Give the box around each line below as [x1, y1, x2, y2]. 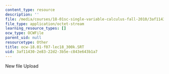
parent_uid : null [5, 35, 42, 40]
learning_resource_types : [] [5, 26, 66, 31]
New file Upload [5, 63, 39, 69]
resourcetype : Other [5, 40, 49, 45]
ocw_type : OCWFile [5, 30, 44, 35]
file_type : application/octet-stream [5, 21, 84, 26]
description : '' [5, 12, 39, 17]
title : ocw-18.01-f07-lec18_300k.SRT [5, 44, 84, 49]
